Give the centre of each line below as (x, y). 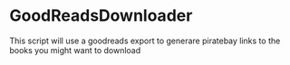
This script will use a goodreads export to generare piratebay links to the (145, 41)
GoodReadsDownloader (101, 16)
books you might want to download (75, 50)
